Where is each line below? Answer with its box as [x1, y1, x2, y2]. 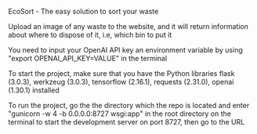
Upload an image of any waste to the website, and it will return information [8, 22, 249, 31]
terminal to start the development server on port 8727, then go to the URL [8, 118, 245, 126]
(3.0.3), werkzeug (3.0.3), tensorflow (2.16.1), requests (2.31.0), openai [8, 78, 234, 86]
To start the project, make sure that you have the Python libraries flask [8, 69, 235, 78]
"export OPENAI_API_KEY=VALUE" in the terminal [8, 54, 168, 63]
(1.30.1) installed [8, 85, 60, 95]
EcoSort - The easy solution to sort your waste [8, 7, 159, 16]
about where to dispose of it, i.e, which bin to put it [8, 31, 172, 39]
